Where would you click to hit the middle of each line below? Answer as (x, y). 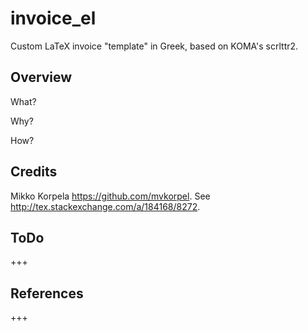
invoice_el (53, 18)
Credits (34, 172)
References (47, 293)
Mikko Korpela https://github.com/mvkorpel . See (110, 196)
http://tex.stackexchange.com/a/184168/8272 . (105, 206)
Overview (41, 77)
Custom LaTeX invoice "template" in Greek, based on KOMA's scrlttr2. (154, 46)
